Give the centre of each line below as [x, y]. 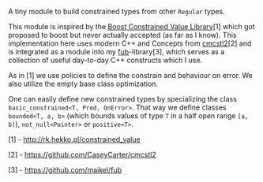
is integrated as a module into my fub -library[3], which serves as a [116, 52]
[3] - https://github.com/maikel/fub [65, 170]
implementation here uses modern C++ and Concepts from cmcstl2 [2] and [130, 43]
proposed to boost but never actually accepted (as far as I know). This [122, 35]
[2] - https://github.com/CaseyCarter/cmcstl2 [82, 154]
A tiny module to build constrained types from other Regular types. [116, 11]
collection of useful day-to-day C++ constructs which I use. [105, 60]
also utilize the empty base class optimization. [83, 84]
